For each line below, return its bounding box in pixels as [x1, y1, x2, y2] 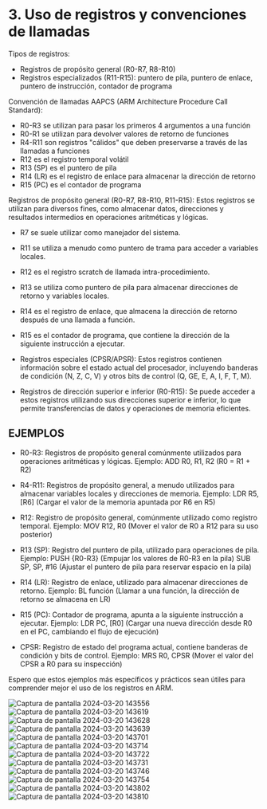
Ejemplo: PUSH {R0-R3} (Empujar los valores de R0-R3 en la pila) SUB [19, 553, 251, 563]
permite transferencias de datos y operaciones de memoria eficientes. [19, 403, 251, 413]
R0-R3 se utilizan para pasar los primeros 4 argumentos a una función [19, 120, 251, 130]
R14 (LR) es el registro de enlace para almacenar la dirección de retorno [19, 171, 257, 181]
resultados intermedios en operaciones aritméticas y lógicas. [8, 212, 209, 222]
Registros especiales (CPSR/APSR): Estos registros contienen [19, 354, 222, 363]
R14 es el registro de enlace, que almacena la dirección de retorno [19, 306, 238, 316]
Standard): [8, 105, 43, 115]
